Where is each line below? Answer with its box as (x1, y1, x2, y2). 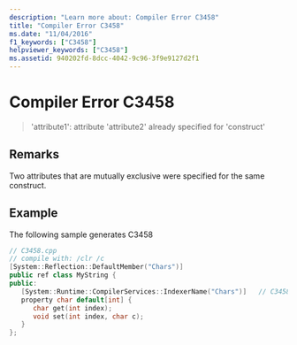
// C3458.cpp (9, 246, 57, 255)
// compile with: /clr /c (9, 254, 104, 264)
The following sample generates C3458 (9, 229, 153, 240)
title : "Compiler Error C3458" (9, 21, 125, 30)
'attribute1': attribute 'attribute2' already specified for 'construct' (30, 121, 265, 132)
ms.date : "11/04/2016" (9, 29, 93, 38)
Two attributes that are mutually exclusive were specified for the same (9, 170, 265, 181)
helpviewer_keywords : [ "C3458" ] (9, 46, 128, 55)
